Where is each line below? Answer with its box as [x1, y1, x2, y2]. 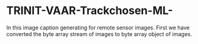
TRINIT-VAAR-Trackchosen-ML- [6, 4, 174, 18]
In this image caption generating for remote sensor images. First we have [6, 24, 190, 31]
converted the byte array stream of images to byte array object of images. [6, 30, 193, 37]
